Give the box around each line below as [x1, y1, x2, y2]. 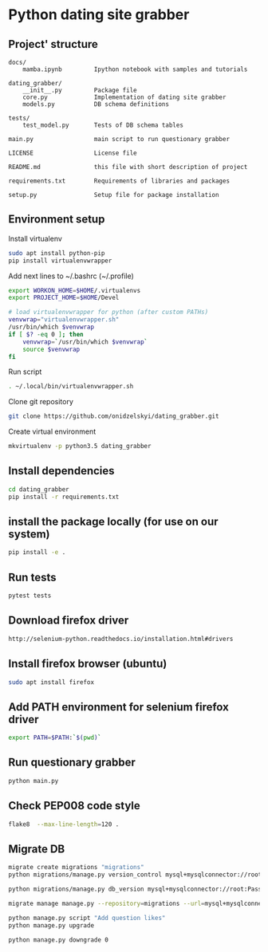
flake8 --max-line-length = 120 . [8, 820, 120, 828]
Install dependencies [8, 464, 115, 478]
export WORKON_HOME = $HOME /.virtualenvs [8, 286, 141, 294]
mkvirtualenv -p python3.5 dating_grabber [8, 443, 152, 450]
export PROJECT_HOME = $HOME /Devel [8, 293, 120, 302]
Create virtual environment [8, 427, 97, 436]
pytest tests [8, 592, 52, 600]
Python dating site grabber [8, 6, 190, 24]
